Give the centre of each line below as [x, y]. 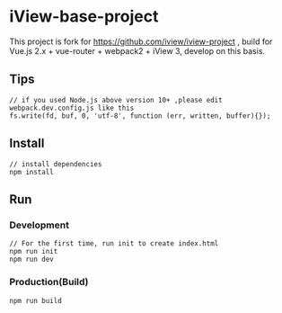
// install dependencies [56, 164]
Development [40, 225]
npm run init [34, 252]
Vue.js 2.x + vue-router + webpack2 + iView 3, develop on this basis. [137, 50]
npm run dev [31, 259]
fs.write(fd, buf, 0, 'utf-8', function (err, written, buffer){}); [140, 116]
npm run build [36, 300]
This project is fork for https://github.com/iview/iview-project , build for [141, 41]
